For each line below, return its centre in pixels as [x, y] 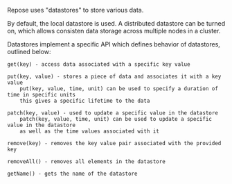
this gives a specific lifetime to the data [85, 101]
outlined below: [29, 52]
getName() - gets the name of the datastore [72, 174]
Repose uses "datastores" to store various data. [75, 10]
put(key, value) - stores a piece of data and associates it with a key [114, 76]
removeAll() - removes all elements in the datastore [87, 162]
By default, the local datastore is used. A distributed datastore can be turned [116, 23]
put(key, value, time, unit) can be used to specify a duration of [119, 89]
